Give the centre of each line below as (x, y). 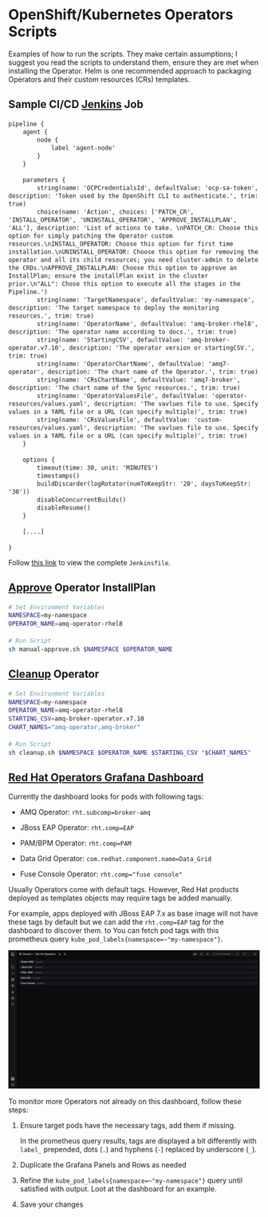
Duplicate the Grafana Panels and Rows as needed (103, 1165)
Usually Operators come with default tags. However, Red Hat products (124, 890)
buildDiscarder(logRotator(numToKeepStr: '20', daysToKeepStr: (144, 484)
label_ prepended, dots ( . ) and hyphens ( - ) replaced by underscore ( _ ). (138, 1150)
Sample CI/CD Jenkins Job (76, 104)
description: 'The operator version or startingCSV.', (162, 348)
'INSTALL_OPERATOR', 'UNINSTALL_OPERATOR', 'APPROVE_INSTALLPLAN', (123, 220)
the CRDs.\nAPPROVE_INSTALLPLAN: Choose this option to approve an (123, 268)
